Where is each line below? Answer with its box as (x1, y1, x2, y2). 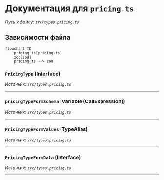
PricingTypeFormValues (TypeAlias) (5, 126, 88, 133)
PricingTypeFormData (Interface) (5, 154, 81, 160)
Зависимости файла (5, 33, 71, 41)
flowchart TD (5, 46, 32, 51)
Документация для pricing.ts (5, 3, 134, 14)
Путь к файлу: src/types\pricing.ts (5, 19, 80, 25)
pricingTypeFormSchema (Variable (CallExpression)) (5, 98, 125, 105)
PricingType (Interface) (5, 70, 61, 77)
